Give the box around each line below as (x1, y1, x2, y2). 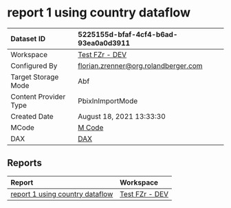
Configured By (10, 60, 58, 70)
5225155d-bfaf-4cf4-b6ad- (78, 30, 178, 39)
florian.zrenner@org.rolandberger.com (78, 60, 203, 70)
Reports (7, 157, 43, 169)
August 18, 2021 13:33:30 (78, 111, 166, 121)
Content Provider (10, 91, 66, 101)
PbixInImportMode (78, 96, 138, 106)
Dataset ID (10, 34, 46, 43)
